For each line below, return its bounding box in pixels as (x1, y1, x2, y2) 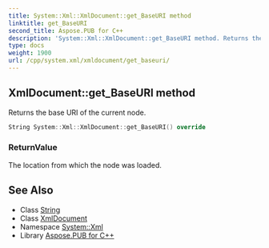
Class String (19, 205, 61, 214)
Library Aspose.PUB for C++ (19, 230, 114, 240)
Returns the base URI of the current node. (8, 108, 147, 117)
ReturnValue (8, 142, 58, 153)
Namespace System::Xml (19, 222, 104, 231)
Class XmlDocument (19, 213, 88, 223)
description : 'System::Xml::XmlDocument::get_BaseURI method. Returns (8, 34, 249, 43)
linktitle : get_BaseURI (8, 19, 88, 27)
